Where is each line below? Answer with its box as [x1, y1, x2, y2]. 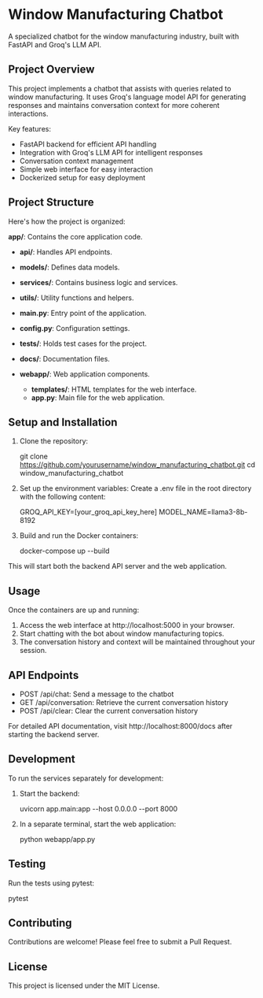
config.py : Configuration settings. [19, 323, 130, 332]
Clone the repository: [19, 436, 89, 446]
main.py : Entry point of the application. [19, 308, 147, 317]
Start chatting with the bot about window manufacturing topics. [19, 629, 225, 639]
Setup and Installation [8, 415, 118, 429]
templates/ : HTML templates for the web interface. [31, 384, 197, 394]
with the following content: [19, 492, 106, 502]
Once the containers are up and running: [8, 605, 140, 615]
